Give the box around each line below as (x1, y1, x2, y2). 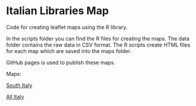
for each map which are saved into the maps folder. (6, 47, 132, 54)
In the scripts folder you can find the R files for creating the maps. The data (6, 35, 189, 42)
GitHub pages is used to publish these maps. (6, 59, 115, 66)
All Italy (6, 93, 25, 100)
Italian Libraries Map (6, 4, 109, 18)
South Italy (6, 81, 33, 89)
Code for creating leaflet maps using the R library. (6, 24, 128, 31)
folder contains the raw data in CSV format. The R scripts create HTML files (6, 41, 191, 48)
